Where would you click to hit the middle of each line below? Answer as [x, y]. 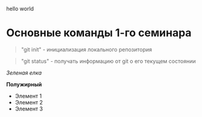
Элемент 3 [29, 109]
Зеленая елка [24, 73]
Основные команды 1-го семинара [99, 33]
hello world [20, 9]
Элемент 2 [29, 102]
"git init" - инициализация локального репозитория [87, 49]
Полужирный [24, 84]
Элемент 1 [28, 96]
